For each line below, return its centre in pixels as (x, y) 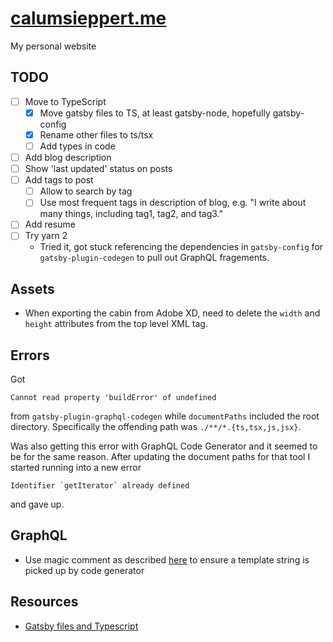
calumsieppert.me (88, 18)
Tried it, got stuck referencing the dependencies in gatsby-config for (181, 247)
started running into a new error (76, 468)
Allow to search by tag (86, 191)
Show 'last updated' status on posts (98, 169)
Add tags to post (59, 180)
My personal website (53, 46)
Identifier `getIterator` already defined (100, 486)
